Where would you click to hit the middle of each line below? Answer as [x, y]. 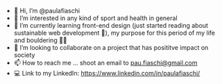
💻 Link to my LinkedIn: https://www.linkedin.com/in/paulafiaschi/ [107, 73]
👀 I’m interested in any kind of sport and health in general [96, 18]
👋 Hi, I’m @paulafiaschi [47, 11]
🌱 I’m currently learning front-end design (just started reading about [111, 25]
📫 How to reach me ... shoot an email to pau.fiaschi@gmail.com [105, 63]
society [24, 55]
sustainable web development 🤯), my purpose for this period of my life [114, 33]
